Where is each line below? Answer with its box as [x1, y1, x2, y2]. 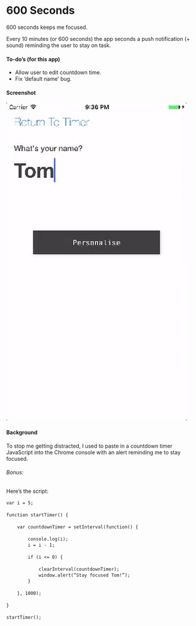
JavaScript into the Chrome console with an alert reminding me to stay [6, 448, 181, 455]
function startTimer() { [6, 512, 69, 518]
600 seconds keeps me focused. [6, 23, 88, 31]
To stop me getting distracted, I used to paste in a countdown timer [6, 442, 173, 449]
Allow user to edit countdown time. [14, 69, 102, 76]
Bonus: [6, 469, 24, 476]
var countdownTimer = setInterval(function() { [17, 524, 138, 530]
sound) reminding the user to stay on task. [6, 42, 111, 49]
